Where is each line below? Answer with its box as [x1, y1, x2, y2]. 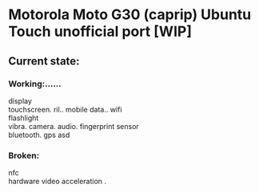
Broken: [8, 150, 40, 161]
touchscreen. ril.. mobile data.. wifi [8, 104, 122, 114]
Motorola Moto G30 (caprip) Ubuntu [8, 6, 252, 24]
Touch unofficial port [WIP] [8, 22, 192, 41]
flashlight [8, 113, 39, 123]
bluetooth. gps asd [8, 130, 70, 139]
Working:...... [8, 78, 62, 89]
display [8, 96, 32, 105]
